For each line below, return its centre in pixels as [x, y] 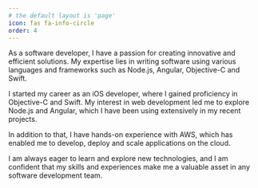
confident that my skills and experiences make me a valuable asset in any [129, 167]
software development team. [56, 175]
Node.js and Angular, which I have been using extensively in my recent [125, 111]
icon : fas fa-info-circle [51, 23]
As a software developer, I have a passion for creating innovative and [122, 53]
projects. [23, 119]
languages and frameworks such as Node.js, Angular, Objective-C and [124, 70]
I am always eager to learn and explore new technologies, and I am [118, 159]
